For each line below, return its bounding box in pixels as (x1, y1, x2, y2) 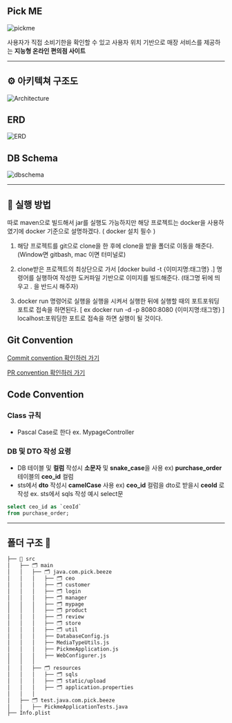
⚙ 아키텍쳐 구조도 (7, 75, 79, 87)
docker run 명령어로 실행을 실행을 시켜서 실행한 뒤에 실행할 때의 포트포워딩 (17, 297, 220, 306)
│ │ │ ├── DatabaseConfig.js (7, 633, 110, 640)
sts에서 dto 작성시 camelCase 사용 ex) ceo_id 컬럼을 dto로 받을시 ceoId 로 (17, 481, 225, 489)
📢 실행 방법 (7, 199, 52, 210)
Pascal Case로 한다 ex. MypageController (17, 428, 135, 436)
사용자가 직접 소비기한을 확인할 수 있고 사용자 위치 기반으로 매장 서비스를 (7, 38, 202, 46)
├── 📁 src (7, 555, 36, 563)
